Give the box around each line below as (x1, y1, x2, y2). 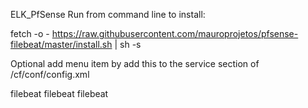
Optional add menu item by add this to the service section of (10, 58, 260, 69)
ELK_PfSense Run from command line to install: (10, 9, 206, 20)
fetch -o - (10, 28, 50, 39)
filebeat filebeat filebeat (10, 88, 109, 99)
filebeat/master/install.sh (10, 39, 113, 50)
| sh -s (114, 39, 142, 50)
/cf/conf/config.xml (10, 69, 90, 80)
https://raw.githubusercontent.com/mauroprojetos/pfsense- (51, 28, 299, 39)
